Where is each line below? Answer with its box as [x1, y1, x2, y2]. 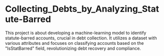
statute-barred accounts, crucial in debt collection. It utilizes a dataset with [5, 35, 157, 41]
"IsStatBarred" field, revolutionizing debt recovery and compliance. [5, 45, 141, 51]
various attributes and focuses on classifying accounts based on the [5, 40, 144, 46]
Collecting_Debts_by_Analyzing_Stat [5, 3, 159, 15]
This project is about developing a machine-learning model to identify [5, 30, 147, 36]
